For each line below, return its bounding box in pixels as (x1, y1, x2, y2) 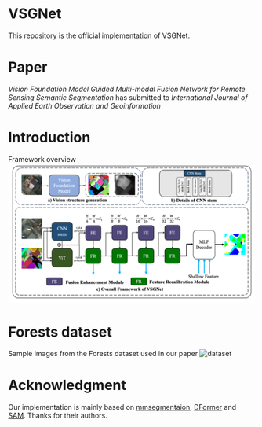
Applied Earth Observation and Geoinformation (8, 101, 161, 110)
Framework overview (8, 154, 76, 164)
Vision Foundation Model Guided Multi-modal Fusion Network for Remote (8, 84, 246, 94)
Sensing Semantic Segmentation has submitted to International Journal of (8, 92, 249, 102)
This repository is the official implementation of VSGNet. (8, 31, 191, 40)
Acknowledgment (8, 377, 127, 394)
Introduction (8, 129, 91, 146)
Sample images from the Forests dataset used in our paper (8, 349, 198, 359)
